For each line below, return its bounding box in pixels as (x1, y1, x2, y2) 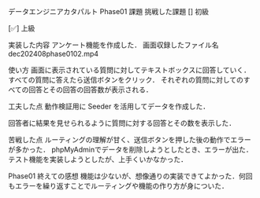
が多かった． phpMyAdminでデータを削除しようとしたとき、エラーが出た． (8, 145, 254, 154)
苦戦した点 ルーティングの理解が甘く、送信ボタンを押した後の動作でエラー (8, 135, 252, 144)
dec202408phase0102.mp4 (8, 49, 99, 58)
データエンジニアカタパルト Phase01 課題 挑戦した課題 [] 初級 (8, 7, 210, 16)
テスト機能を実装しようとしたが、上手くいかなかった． (8, 155, 188, 163)
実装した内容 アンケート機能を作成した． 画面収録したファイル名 (8, 40, 219, 49)
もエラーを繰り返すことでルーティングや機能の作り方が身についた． (8, 181, 228, 190)
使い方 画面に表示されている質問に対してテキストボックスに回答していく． (8, 65, 251, 75)
